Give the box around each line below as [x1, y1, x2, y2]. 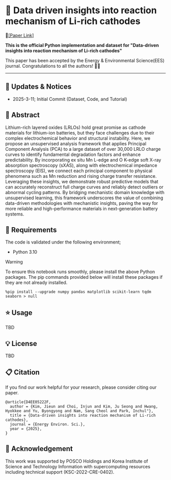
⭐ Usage [5, 308, 33, 317]
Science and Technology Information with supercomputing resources [5, 463, 151, 469]
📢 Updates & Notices [5, 83, 72, 91]
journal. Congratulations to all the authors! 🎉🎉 [5, 63, 101, 69]
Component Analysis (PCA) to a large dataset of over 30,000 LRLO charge [5, 146, 161, 152]
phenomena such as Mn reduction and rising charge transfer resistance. [5, 173, 157, 179]
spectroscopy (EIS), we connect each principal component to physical [5, 168, 153, 174]
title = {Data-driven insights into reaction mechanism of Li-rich [10, 413, 156, 418]
